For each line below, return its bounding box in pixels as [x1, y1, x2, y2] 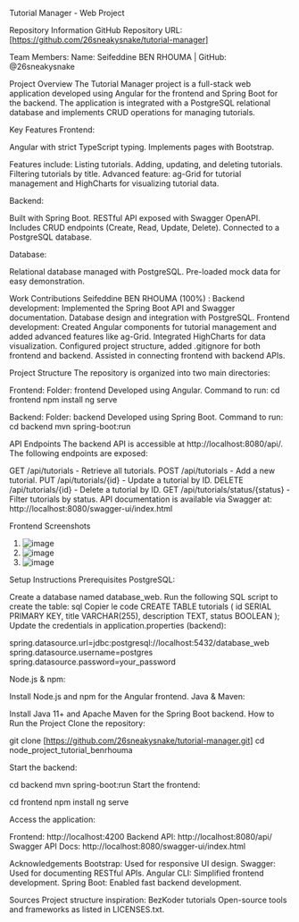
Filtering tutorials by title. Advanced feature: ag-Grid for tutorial [9, 169, 242, 179]
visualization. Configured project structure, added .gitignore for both [9, 341, 261, 351]
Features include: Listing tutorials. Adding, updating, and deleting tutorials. [9, 159, 283, 169]
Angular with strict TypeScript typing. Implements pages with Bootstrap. [9, 142, 275, 152]
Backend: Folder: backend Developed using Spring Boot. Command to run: [9, 411, 284, 422]
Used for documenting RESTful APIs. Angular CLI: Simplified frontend [9, 867, 265, 878]
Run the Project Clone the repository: [9, 718, 145, 728]
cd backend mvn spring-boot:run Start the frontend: [9, 780, 201, 790]
